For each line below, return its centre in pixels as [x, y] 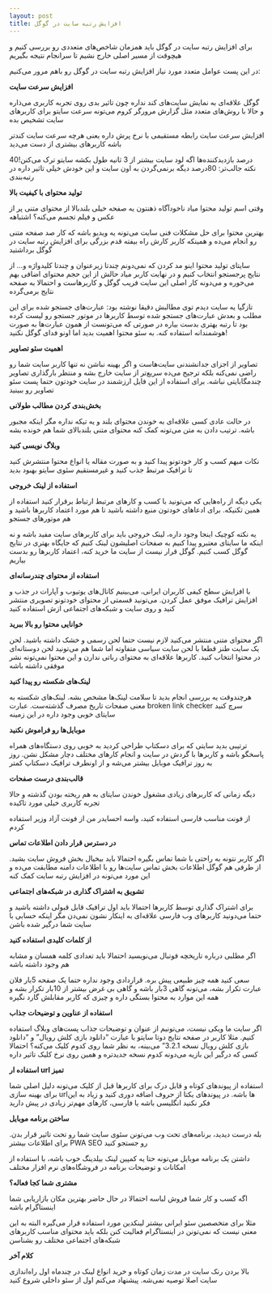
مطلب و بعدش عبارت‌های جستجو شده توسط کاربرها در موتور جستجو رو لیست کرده [136, 315]
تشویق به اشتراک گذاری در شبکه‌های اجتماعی [77, 891]
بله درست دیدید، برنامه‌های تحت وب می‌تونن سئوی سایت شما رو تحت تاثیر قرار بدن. [136, 1134]
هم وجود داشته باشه [39, 963]
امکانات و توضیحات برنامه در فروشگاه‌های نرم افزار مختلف [98, 1167]
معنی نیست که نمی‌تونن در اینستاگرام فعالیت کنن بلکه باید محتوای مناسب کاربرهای [133, 1231]
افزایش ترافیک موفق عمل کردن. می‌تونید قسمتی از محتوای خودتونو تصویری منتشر [134, 599]
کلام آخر [21, 1255]
